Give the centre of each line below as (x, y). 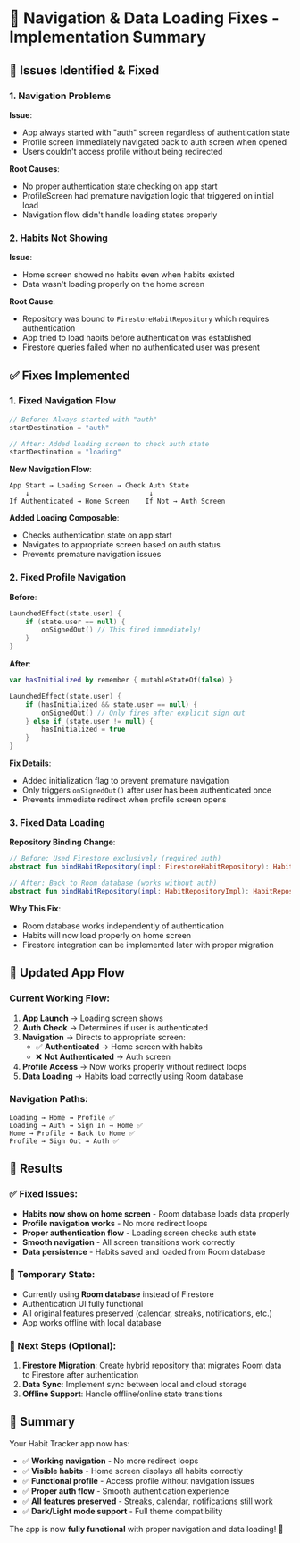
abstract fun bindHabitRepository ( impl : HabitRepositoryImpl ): (129, 891)
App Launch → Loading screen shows (92, 1018)
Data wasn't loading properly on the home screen (113, 284)
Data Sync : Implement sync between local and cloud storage (134, 1385)
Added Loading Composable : (64, 518)
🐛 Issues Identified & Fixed (84, 70)
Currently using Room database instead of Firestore (118, 1294)
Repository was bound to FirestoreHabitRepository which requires (146, 319)
